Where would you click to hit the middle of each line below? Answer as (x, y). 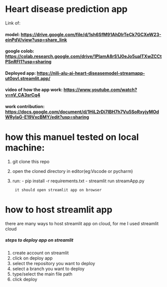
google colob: (20, 51)
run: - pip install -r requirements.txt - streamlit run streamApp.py (78, 181)
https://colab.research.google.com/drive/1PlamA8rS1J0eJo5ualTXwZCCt (83, 56)
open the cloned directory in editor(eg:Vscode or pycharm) (73, 171)
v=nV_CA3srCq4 (23, 95)
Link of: (13, 23)
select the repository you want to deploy (54, 263)
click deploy (25, 279)
